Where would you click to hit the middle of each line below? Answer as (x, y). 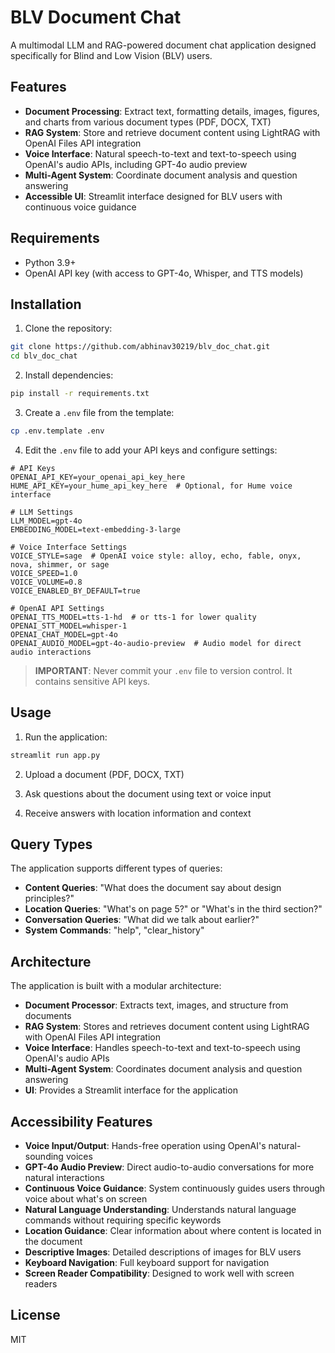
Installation (46, 304)
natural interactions (64, 1177)
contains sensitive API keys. (92, 681)
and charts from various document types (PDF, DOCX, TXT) (148, 122)
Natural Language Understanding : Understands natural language (160, 1209)
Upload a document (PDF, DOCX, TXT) (104, 774)
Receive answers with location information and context (138, 813)
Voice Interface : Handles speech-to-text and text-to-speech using (162, 1048)
